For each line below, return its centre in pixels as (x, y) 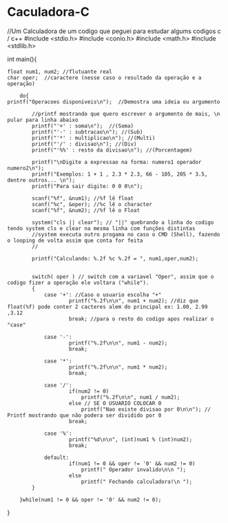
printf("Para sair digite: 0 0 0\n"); (87, 186)
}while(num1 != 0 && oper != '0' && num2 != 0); (91, 500)
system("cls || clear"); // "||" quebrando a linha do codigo (123, 222)
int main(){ (22, 59)
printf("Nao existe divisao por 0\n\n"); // (146, 409)
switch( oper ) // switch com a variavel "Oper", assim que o (123, 276)
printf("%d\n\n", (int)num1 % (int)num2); (131, 439)
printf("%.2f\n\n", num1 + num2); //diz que (133, 300)
